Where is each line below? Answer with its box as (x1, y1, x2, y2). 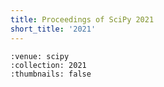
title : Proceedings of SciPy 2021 (10, 14, 155, 25)
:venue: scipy (10, 51, 70, 61)
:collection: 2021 (10, 60, 87, 70)
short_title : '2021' (10, 24, 97, 34)
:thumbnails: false (10, 69, 92, 79)
